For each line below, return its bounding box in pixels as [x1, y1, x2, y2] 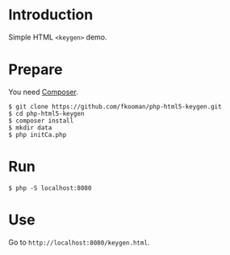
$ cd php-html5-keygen [8, 109, 85, 117]
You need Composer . [8, 87, 79, 97]
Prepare [8, 60, 63, 79]
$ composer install [8, 117, 74, 125]
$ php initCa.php [8, 130, 67, 138]
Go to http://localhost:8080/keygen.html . [8, 237, 150, 247]
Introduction [8, 6, 94, 24]
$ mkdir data [8, 123, 52, 132]
